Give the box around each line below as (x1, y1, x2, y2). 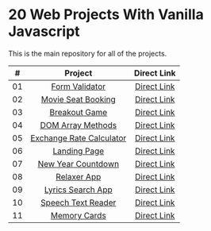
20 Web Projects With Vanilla (8, 6, 204, 24)
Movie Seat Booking (40, 94, 117, 105)
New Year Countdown (37, 158, 120, 169)
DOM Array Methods (40, 119, 117, 130)
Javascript (8, 22, 81, 40)
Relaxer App (55, 171, 102, 182)
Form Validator (51, 81, 105, 92)
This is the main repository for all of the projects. (8, 48, 167, 58)
